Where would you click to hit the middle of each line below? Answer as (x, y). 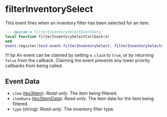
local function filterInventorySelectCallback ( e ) (58, 36)
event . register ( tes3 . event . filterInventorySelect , (59, 46)
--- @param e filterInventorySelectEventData (53, 32)
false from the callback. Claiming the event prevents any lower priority (78, 60)
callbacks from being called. (34, 66)
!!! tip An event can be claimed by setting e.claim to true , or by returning (80, 55)
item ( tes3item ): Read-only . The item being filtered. (65, 93)
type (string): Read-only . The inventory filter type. (63, 109)
